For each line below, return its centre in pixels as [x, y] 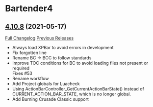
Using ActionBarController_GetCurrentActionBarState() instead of [78, 89]
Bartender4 [29, 9]
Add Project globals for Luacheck [46, 84]
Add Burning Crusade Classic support [51, 99]
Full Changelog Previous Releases [39, 38]
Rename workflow [30, 79]
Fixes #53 [22, 73]
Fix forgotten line [29, 53]
